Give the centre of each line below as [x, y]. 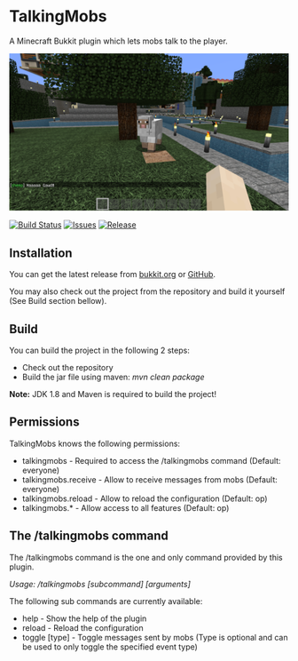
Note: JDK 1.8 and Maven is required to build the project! [113, 394]
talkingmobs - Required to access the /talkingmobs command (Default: [151, 460]
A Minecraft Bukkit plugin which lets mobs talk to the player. [118, 41]
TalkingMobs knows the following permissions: [94, 443]
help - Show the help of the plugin [84, 618]
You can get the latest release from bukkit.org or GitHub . [112, 275]
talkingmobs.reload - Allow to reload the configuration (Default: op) [145, 498]
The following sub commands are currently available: [106, 601]
